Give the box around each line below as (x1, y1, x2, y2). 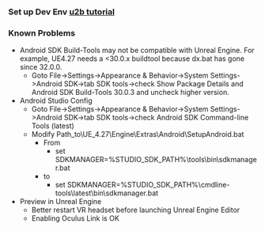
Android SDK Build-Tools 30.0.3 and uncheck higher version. (31, 88, 229, 97)
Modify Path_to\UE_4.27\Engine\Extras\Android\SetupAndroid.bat (31, 130, 244, 139)
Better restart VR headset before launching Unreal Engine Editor (31, 205, 240, 215)
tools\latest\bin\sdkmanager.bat (55, 188, 159, 198)
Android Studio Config (19, 96, 93, 105)
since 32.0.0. (19, 62, 62, 72)
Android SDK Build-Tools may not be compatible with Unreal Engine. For (19, 46, 255, 55)
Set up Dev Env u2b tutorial (8, 6, 115, 17)
